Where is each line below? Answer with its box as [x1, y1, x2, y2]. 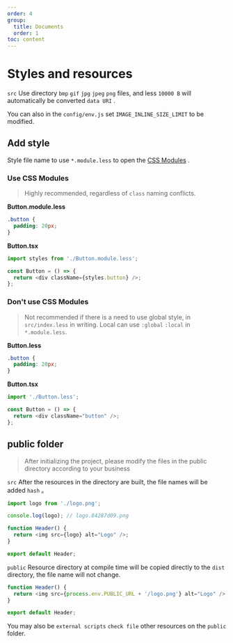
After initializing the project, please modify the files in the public [24, 457, 207, 465]
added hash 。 [7, 486, 48, 494]
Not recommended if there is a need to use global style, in [24, 312, 191, 321]
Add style [7, 137, 50, 150]
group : [7, 17, 26, 24]
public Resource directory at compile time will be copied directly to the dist [7, 563, 225, 571]
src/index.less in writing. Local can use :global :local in [24, 320, 191, 328]
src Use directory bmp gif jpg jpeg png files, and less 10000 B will [7, 89, 191, 97]
